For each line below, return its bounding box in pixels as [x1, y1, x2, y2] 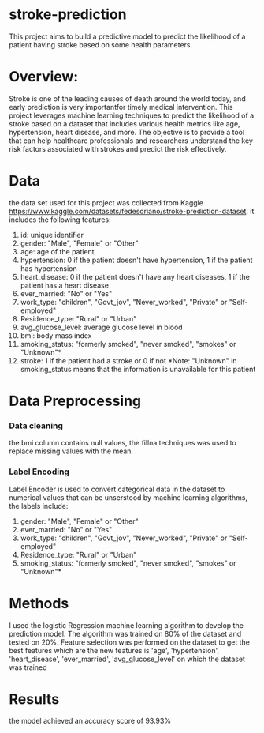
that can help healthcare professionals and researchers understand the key [9, 136, 253, 145]
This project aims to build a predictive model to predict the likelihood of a [9, 32, 246, 41]
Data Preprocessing [9, 393, 142, 410]
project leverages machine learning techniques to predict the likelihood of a [9, 111, 255, 120]
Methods [9, 594, 69, 612]
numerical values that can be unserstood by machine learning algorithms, [9, 492, 247, 502]
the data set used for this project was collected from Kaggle [9, 197, 204, 207]
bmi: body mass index [20, 330, 92, 340]
